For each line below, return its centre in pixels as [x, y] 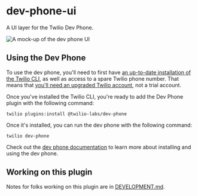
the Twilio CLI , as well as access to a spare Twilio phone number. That [93, 78]
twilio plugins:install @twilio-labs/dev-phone [67, 114]
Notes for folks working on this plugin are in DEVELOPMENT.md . [86, 186]
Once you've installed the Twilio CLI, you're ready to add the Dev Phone [95, 96]
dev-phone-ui [41, 11]
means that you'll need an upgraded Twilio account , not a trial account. [94, 85]
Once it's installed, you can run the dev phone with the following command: [99, 125]
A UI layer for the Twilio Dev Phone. [50, 27]
